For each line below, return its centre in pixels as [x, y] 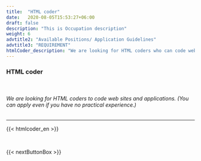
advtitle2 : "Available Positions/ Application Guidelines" [81, 40]
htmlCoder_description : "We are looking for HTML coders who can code [96, 51]
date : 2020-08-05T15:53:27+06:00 [51, 17]
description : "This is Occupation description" [67, 28]
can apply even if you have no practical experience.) [71, 105]
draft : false [22, 23]
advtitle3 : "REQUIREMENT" [38, 45]
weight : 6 [19, 34]
